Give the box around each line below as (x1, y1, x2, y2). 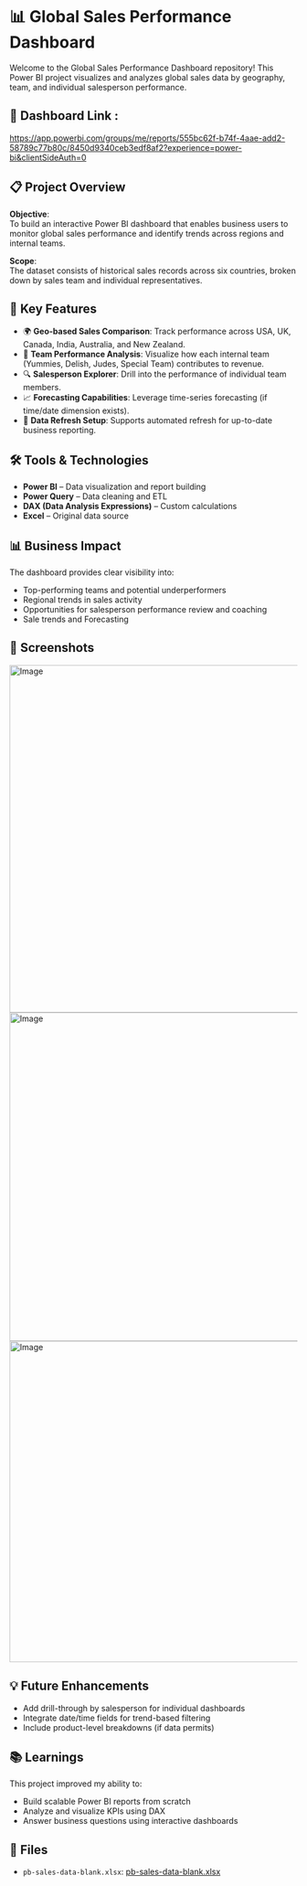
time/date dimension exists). (22, 405, 130, 416)
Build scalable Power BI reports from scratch (22, 1796, 192, 1807)
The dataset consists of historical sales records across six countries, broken (9, 265, 297, 276)
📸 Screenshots (9, 640, 95, 655)
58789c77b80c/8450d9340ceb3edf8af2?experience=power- (9, 142, 242, 153)
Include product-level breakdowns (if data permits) (22, 1721, 215, 1732)
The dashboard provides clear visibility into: (9, 567, 175, 578)
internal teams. (9, 238, 66, 249)
